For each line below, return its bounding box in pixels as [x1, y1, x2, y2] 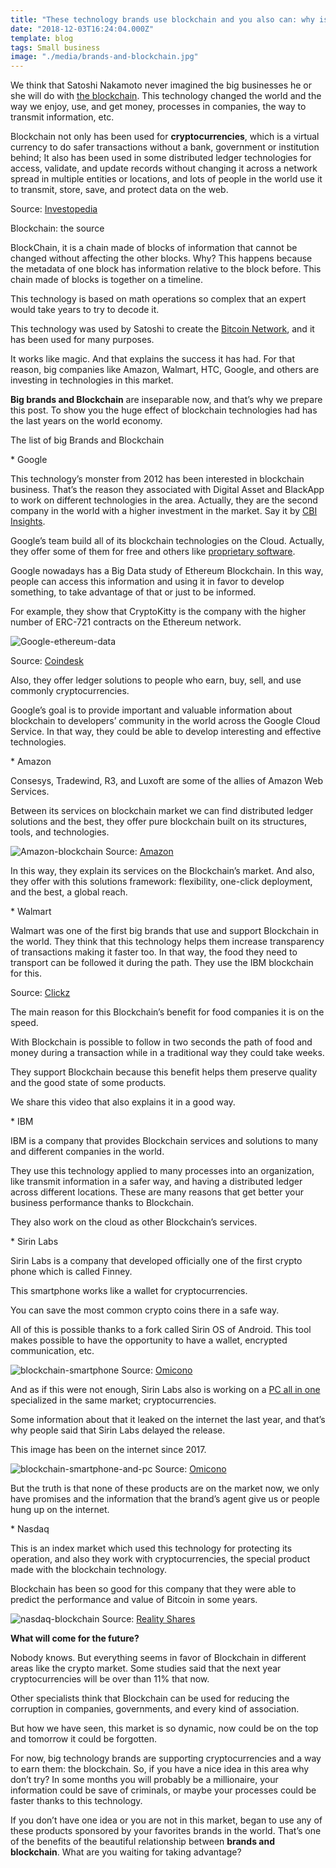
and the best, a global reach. [10, 886, 128, 898]
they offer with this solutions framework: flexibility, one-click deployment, [10, 876, 313, 888]
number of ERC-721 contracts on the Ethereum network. [10, 616, 242, 628]
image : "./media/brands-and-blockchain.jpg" [10, 52, 199, 62]
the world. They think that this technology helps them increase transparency [10, 936, 325, 948]
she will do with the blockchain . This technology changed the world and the [10, 90, 322, 102]
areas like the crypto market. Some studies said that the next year [10, 1662, 282, 1675]
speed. [10, 1017, 39, 1029]
